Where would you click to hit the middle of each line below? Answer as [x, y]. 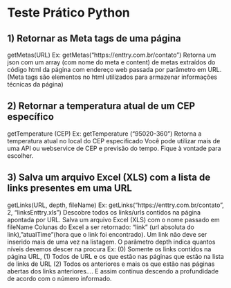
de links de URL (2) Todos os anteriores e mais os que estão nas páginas [111, 264]
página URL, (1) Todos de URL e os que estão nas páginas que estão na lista [116, 256]
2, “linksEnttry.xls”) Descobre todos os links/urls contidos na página [104, 212]
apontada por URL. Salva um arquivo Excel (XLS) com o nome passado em [113, 219]
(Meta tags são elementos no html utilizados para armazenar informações [112, 77]
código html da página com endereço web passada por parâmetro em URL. [114, 70]
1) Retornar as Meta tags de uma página [94, 38]
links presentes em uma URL [70, 188]
